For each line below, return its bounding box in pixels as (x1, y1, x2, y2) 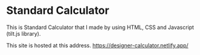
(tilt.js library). (6, 30, 41, 37)
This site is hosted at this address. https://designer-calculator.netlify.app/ (6, 42, 189, 49)
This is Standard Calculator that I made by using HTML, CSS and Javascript (6, 24, 195, 31)
